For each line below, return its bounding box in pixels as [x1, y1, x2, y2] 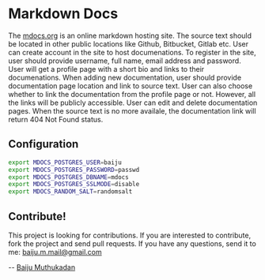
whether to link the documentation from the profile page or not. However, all [8, 89, 256, 99]
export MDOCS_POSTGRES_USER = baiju [8, 159, 123, 166]
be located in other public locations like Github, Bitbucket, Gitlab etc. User [8, 39, 249, 48]
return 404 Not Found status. [8, 114, 104, 124]
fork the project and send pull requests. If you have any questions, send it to [8, 238, 257, 248]
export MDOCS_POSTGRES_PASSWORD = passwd [8, 166, 140, 174]
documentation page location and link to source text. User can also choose [8, 80, 253, 91]
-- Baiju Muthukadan [8, 262, 76, 272]
